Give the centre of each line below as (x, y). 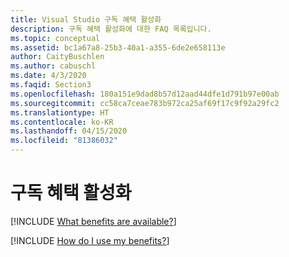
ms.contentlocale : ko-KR (62, 122)
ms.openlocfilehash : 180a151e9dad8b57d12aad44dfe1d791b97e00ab (145, 94)
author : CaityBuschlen (57, 57)
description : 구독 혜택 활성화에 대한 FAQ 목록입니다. (111, 29)
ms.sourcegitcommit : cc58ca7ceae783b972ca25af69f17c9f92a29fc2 (145, 103)
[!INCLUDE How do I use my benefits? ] (90, 240)
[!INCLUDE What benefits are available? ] (93, 221)
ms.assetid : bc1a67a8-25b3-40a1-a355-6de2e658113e (118, 47)
